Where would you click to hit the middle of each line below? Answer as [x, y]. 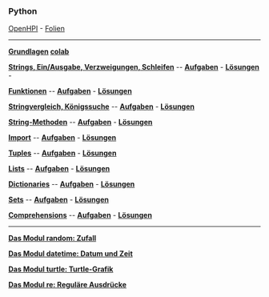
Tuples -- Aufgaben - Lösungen [62, 153]
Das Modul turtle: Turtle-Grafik [61, 269]
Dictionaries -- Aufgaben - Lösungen [72, 184]
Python [23, 11]
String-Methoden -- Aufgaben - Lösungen [80, 122]
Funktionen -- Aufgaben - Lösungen [70, 91]
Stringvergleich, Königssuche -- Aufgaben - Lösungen [101, 106]
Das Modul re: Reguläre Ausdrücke [67, 285]
